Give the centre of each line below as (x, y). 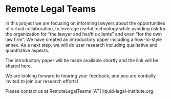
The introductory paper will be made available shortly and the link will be (82, 60)
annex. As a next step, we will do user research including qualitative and (81, 45)
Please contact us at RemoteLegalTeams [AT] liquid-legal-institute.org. (80, 91)
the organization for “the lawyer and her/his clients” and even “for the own (84, 34)
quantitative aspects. (27, 50)
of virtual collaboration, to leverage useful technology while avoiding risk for (85, 28)
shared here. (19, 66)
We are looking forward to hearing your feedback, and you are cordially (81, 75)
